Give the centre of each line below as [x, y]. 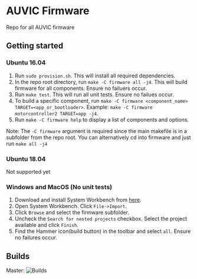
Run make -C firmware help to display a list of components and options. [101, 119]
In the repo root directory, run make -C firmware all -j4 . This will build [101, 82]
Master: [15, 271]
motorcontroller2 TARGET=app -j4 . [56, 113]
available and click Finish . [46, 225]
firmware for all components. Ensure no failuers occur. [81, 88]
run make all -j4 [27, 144]
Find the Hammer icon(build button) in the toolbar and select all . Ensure [103, 231]
